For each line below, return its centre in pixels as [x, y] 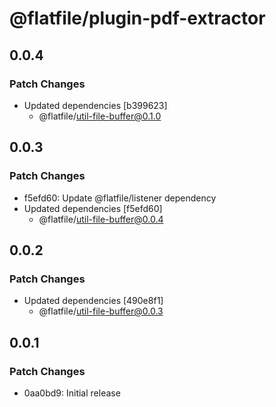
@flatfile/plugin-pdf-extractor [137, 18]
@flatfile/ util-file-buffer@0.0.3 [101, 311]
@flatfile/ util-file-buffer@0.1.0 [100, 116]
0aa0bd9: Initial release [72, 393]
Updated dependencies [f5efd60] [93, 208]
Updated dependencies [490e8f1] [93, 301]
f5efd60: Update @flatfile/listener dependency [120, 198]
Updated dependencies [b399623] [95, 105]
